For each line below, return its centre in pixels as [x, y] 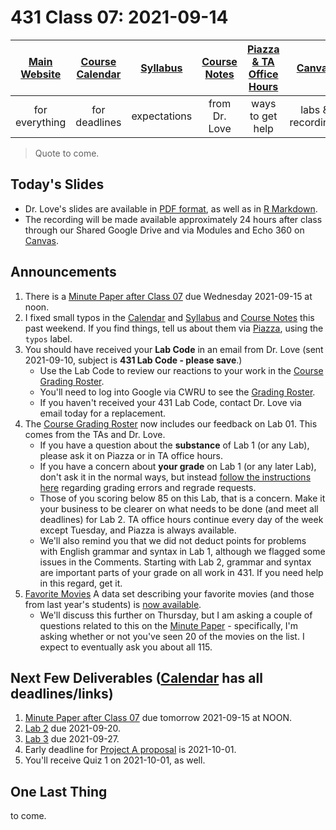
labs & [315, 109]
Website [41, 74]
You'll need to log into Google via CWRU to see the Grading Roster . [177, 392]
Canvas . [42, 240]
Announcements [63, 272]
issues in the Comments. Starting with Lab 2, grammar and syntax [175, 562]
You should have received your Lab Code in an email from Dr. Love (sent [174, 349]
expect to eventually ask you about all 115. [126, 647]
